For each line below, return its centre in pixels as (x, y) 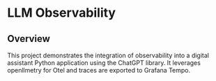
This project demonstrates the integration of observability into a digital (108, 55)
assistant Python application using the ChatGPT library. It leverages (104, 63)
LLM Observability (62, 13)
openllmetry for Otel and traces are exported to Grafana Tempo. (99, 70)
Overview (29, 39)
